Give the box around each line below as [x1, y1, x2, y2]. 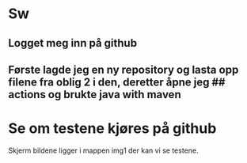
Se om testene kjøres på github [8, 119, 217, 138]
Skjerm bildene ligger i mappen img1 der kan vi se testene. [8, 146, 199, 155]
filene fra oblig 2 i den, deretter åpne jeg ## [8, 75, 226, 89]
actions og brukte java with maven [8, 88, 181, 101]
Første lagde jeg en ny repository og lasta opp [8, 63, 239, 76]
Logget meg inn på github [8, 36, 137, 50]
